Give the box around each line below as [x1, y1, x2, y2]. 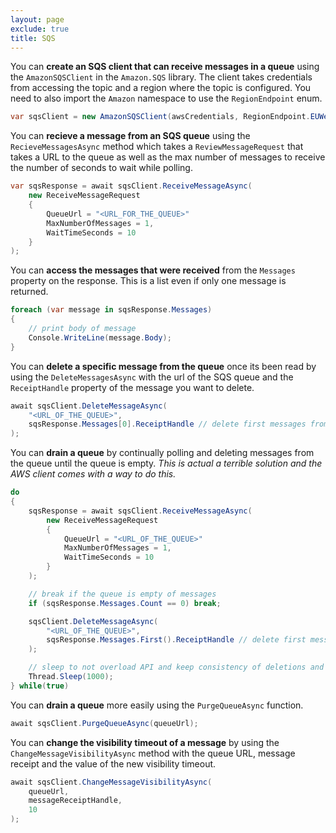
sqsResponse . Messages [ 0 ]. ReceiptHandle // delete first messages [28, 419, 307, 430]
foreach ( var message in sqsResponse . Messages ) [10, 305, 213, 315]
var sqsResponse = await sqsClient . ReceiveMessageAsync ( [10, 181, 253, 191]
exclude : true [10, 24, 70, 34]
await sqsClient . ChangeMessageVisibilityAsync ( [10, 777, 213, 787]
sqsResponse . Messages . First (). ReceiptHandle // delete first [46, 635, 307, 645]
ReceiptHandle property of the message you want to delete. [10, 381, 255, 393]
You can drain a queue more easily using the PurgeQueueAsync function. [10, 699, 304, 711]
